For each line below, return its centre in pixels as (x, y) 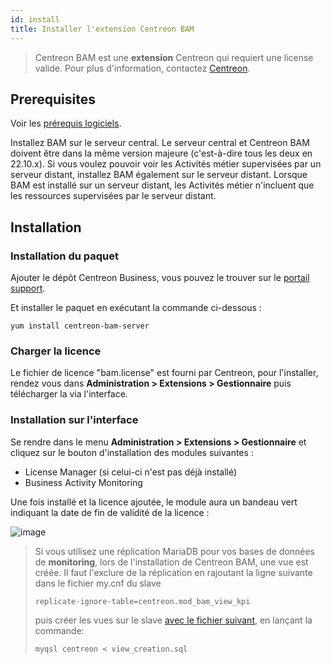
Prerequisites (53, 99)
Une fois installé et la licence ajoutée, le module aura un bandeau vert (154, 502)
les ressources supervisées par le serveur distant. (113, 196)
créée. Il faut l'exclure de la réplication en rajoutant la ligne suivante (173, 572)
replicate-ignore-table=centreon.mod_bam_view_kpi (142, 601)
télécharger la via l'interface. (69, 394)
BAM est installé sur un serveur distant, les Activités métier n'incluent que (162, 185)
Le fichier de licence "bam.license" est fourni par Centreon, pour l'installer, (164, 373)
